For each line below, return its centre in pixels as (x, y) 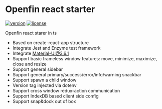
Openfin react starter (50, 9)
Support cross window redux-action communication (66, 90)
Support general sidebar (38, 69)
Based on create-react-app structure (51, 42)
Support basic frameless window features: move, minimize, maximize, (85, 58)
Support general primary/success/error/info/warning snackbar (77, 74)
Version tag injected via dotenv (44, 85)
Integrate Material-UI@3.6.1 (41, 53)
